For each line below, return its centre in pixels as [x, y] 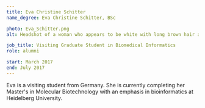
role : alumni [23, 51]
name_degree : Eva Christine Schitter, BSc [61, 18]
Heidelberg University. [34, 98]
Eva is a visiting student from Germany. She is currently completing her [95, 85]
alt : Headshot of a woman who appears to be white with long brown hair [101, 34]
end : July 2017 [26, 68]
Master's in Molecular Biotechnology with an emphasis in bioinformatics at [100, 92]
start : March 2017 [30, 62]
